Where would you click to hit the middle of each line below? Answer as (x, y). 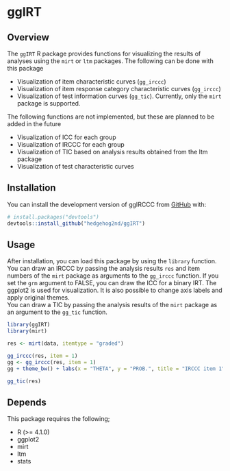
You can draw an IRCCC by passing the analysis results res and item (104, 269)
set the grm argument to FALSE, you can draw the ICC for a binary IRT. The (112, 283)
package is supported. (49, 103)
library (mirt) (27, 331)
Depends (27, 402)
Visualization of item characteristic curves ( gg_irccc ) (91, 82)
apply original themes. (38, 298)
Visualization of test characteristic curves (76, 166)
